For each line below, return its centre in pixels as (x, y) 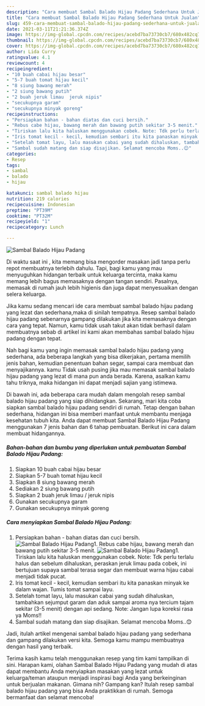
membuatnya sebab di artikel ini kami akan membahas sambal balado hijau (100, 332)
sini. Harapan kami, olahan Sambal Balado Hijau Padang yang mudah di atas (102, 665)
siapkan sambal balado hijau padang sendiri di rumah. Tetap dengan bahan (101, 407)
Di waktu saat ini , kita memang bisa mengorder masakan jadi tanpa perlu (98, 262)
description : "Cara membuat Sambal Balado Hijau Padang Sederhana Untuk (101, 12)
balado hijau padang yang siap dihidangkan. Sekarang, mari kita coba (94, 401)
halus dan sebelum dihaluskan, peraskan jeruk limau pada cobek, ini (101, 563)
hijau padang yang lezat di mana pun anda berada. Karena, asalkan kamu (98, 376)
